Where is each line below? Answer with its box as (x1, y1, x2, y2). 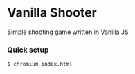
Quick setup (7, 45, 49, 55)
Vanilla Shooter (7, 5, 97, 21)
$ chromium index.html (7, 61, 73, 68)
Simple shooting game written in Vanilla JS (7, 28, 129, 36)
